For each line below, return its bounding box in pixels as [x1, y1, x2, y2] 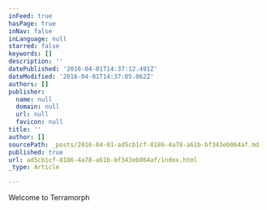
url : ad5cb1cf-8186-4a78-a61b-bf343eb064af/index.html [8, 155, 198, 164]
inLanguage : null [8, 34, 67, 43]
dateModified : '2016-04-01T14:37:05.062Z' [8, 72, 154, 81]
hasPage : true [8, 20, 57, 28]
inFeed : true [8, 11, 53, 20]
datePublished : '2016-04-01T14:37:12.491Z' [8, 65, 158, 73]
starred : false [8, 42, 60, 50]
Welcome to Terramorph [8, 193, 90, 203]
